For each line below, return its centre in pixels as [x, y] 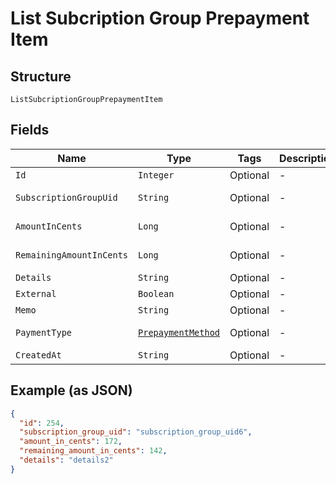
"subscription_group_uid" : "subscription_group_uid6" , [136, 432]
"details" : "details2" [66, 460]
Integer [156, 175]
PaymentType [44, 332]
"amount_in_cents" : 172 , [71, 442]
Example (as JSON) [71, 390]
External [36, 293]
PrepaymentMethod [179, 332]
